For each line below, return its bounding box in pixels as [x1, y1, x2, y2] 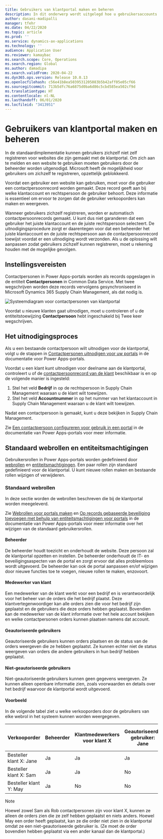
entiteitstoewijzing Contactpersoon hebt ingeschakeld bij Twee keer [5, 313, 142, 319]
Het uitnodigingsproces [5, 332, 79, 341]
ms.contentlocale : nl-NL [5, 93, 55, 98]
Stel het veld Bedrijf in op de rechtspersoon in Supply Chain [12, 385, 132, 390]
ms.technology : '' [5, 43, 42, 48]
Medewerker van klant [5, 580, 51, 585]
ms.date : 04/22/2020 [5, 25, 47, 30]
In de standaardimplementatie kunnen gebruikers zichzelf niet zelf [5, 150, 137, 156]
